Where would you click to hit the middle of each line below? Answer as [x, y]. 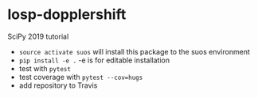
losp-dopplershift [67, 15]
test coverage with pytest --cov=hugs [81, 77]
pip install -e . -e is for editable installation [94, 60]
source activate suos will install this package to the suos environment [134, 51]
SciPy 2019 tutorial [38, 36]
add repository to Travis [58, 85]
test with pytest [45, 68]
